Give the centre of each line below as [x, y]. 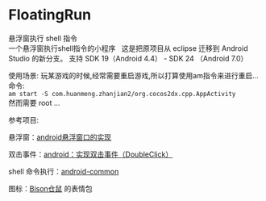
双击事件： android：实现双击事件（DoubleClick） [91, 154]
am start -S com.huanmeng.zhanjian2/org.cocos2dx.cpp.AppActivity [122, 94]
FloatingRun [50, 15]
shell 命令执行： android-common [64, 171]
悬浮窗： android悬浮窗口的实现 [60, 137]
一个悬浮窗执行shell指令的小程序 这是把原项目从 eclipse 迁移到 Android [128, 48]
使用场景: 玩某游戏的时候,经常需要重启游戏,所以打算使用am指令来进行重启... [134, 75]
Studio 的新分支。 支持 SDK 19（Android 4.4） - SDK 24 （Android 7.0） [128, 58]
